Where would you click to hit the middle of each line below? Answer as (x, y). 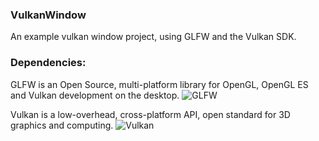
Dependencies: (48, 63)
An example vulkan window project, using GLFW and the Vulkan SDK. (153, 37)
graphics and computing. (62, 125)
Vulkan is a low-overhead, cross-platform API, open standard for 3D (150, 114)
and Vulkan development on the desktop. (95, 95)
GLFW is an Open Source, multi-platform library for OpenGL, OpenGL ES (159, 84)
